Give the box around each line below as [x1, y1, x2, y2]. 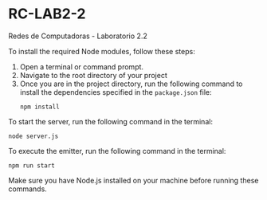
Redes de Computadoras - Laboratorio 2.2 [8, 31, 147, 41]
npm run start [8, 161, 56, 170]
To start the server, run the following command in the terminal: [8, 116, 214, 126]
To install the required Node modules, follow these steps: [8, 46, 195, 56]
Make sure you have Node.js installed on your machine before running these [8, 175, 259, 185]
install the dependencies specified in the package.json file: [19, 87, 212, 96]
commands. [8, 184, 48, 194]
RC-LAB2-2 [8, 5, 86, 23]
